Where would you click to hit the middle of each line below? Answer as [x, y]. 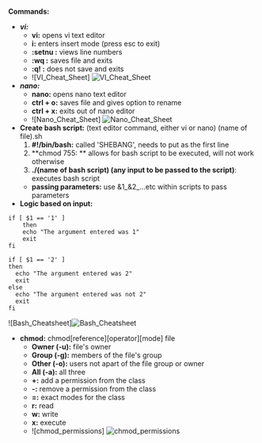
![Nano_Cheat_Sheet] [66, 119]
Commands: [29, 11]
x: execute [49, 422]
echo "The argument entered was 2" [74, 273]
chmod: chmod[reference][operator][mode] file [97, 338]
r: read [42, 406]
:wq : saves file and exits [72, 60]
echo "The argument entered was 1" [81, 232]
